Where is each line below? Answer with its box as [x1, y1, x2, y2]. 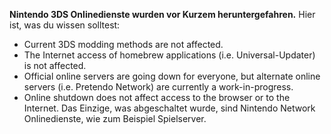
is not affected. [23, 60, 87, 71]
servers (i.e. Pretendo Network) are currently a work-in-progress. [23, 81, 294, 93]
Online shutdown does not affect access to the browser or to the [23, 92, 291, 103]
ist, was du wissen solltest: [9, 19, 121, 31]
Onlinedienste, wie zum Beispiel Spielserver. [23, 113, 207, 124]
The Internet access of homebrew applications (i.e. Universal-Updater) [23, 49, 316, 61]
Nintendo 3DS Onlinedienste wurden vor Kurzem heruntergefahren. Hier [9, 9, 316, 20]
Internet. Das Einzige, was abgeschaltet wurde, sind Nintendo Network [23, 102, 316, 114]
